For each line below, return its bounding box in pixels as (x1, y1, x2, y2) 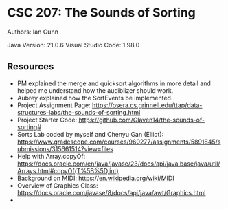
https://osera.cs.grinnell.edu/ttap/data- (91, 101, 203, 109)
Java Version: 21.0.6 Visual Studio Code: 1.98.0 (7, 41, 140, 49)
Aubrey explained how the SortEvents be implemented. (16, 93, 173, 102)
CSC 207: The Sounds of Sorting (7, 5, 196, 21)
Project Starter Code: (16, 115, 78, 124)
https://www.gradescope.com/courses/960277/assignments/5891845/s (16, 137, 221, 146)
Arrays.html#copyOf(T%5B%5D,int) (16, 166, 119, 175)
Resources (7, 60, 54, 73)
